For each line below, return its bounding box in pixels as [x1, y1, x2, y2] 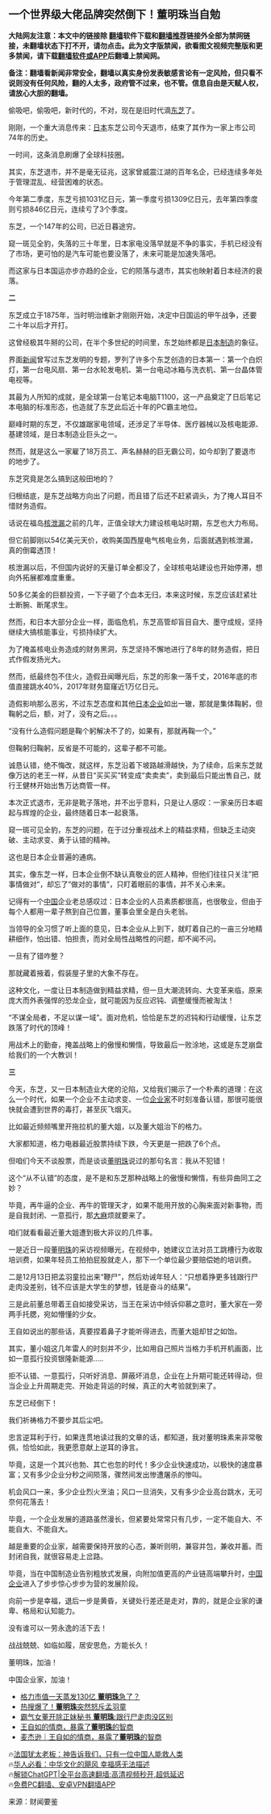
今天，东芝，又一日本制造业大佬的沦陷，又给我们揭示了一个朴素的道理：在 [8, 1084, 256, 1094]
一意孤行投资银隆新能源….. [15, 1353, 104, 1363]
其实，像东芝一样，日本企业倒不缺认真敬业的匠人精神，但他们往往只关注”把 [8, 869, 260, 878]
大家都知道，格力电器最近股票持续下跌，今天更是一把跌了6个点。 [8, 1138, 225, 1148]
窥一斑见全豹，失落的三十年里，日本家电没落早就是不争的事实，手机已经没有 [8, 238, 263, 248]
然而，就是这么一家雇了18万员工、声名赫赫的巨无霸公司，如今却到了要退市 [8, 446, 256, 456]
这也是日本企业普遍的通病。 [8, 852, 101, 861]
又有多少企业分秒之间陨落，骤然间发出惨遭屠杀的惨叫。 [22, 1469, 206, 1479]
